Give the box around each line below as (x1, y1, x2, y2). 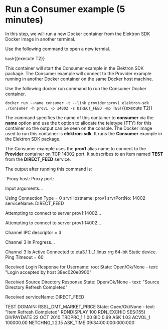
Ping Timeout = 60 (5, 254, 44, 260)
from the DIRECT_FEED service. (5, 156, 71, 162)
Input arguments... (5, 185, 43, 191)
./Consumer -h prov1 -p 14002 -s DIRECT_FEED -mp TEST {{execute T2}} (5, 105, 153, 111)
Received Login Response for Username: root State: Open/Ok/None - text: (5, 264, 158, 270)
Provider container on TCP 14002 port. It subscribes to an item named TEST (5, 151, 163, 157)
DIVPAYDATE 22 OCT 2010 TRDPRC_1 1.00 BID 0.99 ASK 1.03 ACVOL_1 (5, 314, 150, 320)
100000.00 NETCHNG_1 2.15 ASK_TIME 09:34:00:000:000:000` (5, 319, 136, 325)
